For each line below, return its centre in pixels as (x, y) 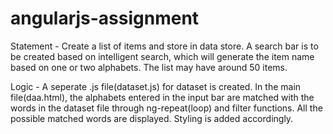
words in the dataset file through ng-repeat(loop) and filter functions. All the (166, 108)
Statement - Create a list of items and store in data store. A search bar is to (164, 46)
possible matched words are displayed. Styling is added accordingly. (152, 118)
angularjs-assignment (105, 18)
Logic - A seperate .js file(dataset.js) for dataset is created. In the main (156, 86)
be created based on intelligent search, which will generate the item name (162, 56)
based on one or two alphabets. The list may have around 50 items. (149, 67)
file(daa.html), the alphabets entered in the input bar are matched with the (162, 97)
